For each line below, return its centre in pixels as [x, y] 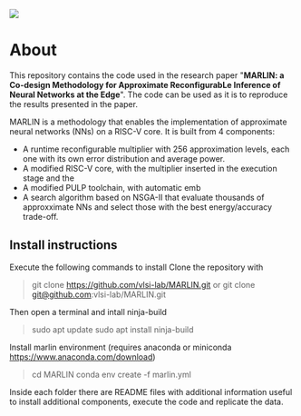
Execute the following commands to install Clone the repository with [136, 267]
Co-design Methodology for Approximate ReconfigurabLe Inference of [145, 84]
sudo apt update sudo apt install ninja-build [112, 329]
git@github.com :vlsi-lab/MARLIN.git [98, 294]
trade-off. [40, 216]
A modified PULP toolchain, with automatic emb [112, 187]
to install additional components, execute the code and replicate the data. [146, 401]
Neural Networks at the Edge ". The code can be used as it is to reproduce [149, 94]
